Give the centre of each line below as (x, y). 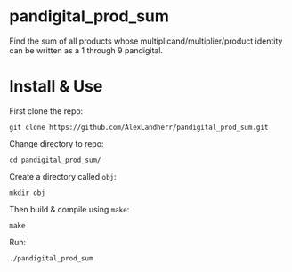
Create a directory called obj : (63, 176)
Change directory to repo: (57, 143)
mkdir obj (28, 193)
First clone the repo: (46, 111)
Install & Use (56, 87)
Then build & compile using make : (69, 209)
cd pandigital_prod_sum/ (55, 160)
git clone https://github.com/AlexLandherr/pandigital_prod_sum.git (139, 127)
